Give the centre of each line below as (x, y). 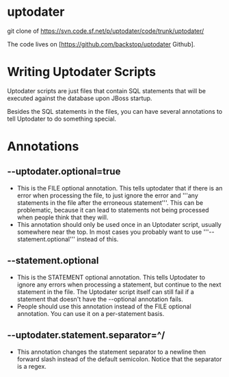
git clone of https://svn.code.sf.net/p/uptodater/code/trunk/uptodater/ (106, 31)
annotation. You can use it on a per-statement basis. (91, 313)
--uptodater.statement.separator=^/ (86, 336)
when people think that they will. (63, 217)
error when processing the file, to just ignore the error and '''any (107, 195)
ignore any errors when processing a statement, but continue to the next (119, 284)
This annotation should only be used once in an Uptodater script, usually (119, 224)
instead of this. (97, 239)
